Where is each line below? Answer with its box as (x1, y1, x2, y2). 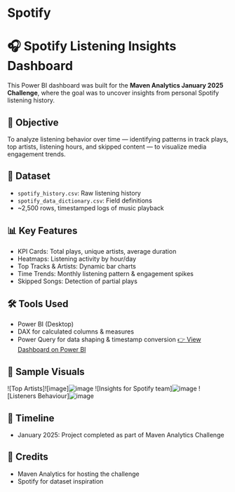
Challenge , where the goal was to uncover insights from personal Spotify (7, 89, 220, 97)
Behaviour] (37, 392, 70, 400)
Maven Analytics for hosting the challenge (17, 470, 140, 478)
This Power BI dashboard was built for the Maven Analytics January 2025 (7, 81, 224, 90)
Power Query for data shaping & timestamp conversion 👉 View (17, 335, 201, 344)
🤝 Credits (7, 451, 49, 463)
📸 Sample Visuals (7, 366, 86, 378)
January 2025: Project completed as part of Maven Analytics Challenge (17, 431, 224, 439)
